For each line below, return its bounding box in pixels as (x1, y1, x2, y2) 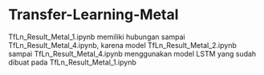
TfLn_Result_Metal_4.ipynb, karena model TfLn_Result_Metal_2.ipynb (8, 40, 237, 49)
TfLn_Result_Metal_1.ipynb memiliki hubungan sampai (8, 32, 186, 41)
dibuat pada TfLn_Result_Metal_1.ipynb (8, 57, 136, 67)
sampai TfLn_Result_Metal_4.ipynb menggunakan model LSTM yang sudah (8, 49, 257, 58)
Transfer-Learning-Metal (8, 6, 179, 24)
